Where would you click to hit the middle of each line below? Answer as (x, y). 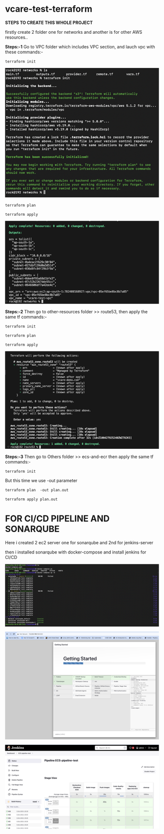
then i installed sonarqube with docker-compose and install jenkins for (76, 552)
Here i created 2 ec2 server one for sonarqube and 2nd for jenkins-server (79, 542)
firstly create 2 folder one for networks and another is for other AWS (74, 32)
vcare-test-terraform (49, 9)
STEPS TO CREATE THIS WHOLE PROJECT (49, 23)
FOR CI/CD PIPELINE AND (57, 519)
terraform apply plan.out (31, 499)
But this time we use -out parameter (41, 480)
